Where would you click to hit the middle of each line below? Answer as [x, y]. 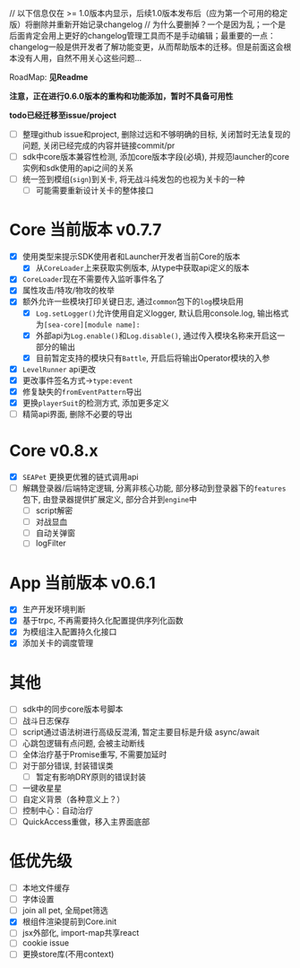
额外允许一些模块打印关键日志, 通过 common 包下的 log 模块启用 [133, 301]
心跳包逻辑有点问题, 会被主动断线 [83, 743]
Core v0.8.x [54, 451]
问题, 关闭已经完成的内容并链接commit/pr [99, 145]
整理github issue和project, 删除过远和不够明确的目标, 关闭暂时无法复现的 [156, 134]
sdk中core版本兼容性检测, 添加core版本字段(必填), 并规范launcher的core [155, 157]
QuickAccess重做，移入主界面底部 [86, 822]
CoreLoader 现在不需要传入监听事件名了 [94, 279]
